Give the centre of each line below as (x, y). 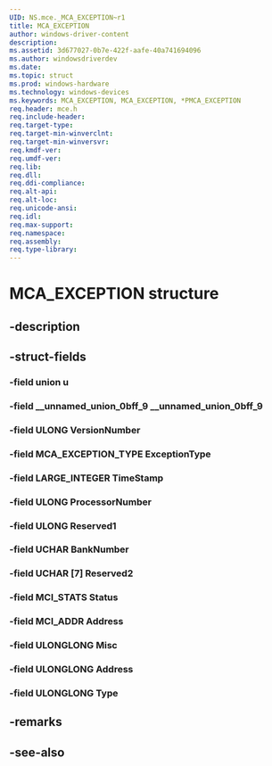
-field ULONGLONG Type (64, 693)
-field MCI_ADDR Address (66, 622)
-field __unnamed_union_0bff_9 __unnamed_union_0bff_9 (136, 406)
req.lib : (25, 167)
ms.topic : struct (41, 76)
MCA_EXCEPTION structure (114, 294)
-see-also (37, 752)
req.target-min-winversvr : (59, 142)
